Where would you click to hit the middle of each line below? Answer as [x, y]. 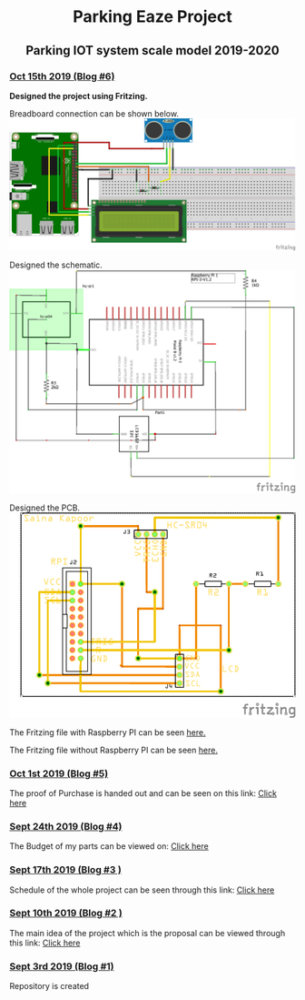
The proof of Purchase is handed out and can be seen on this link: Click [143, 793]
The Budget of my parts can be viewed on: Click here [109, 846]
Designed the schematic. [56, 265]
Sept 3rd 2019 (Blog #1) [62, 966]
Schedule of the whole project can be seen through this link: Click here [142, 890]
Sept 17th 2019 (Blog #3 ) [66, 870]
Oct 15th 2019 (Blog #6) [62, 76]
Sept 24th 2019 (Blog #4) [66, 826]
